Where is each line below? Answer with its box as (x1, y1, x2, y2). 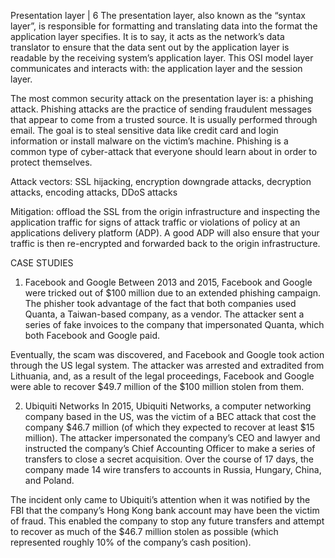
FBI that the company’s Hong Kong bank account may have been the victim (10, 505, 320, 516)
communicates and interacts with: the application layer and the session (10, 63, 303, 74)
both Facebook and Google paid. (24, 330, 161, 341)
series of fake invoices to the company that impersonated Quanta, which (24, 319, 325, 330)
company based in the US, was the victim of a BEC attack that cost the (24, 411, 317, 422)
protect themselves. (10, 156, 93, 168)
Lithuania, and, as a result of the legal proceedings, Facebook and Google (10, 370, 315, 382)
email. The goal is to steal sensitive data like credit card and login (10, 125, 279, 136)
